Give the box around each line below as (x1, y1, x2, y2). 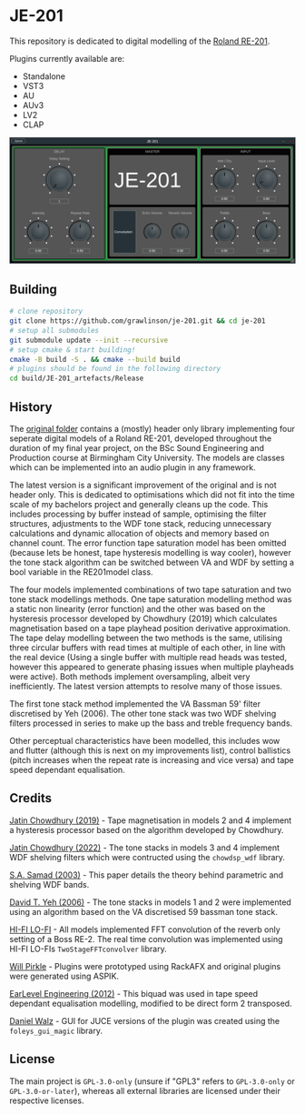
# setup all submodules (9, 326, 100, 335)
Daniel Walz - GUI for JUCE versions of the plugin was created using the (9, 1015, 280, 1026)
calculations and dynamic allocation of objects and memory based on (9, 528, 270, 539)
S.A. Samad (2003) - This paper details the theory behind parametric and (9, 869, 284, 880)
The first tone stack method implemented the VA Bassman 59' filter (9, 698, 261, 709)
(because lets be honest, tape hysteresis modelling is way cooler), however (9, 547, 292, 558)
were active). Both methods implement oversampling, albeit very (9, 671, 251, 682)
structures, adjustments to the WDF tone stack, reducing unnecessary (9, 518, 272, 529)
